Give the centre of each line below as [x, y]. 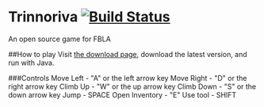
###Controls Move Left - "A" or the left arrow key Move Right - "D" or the [128, 78]
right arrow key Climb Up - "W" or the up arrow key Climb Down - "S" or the [132, 86]
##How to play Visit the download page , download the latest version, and [128, 54]
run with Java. [31, 63]
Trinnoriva [43, 17]
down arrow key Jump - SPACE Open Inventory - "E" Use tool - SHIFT [122, 94]
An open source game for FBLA [59, 39]
